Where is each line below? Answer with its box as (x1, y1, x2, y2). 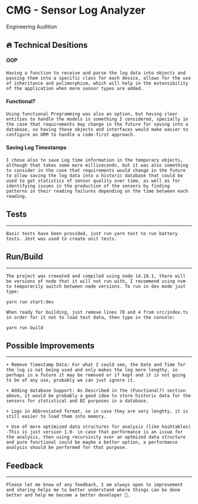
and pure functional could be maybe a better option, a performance (6, 440, 178, 446)
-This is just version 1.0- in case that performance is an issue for (6, 429, 183, 435)
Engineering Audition (6, 23, 57, 30)
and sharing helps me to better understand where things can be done (6, 487, 181, 493)
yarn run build (6, 324, 44, 331)
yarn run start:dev (6, 299, 54, 305)
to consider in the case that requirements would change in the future (6, 167, 186, 173)
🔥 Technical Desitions (6, 40, 88, 50)
